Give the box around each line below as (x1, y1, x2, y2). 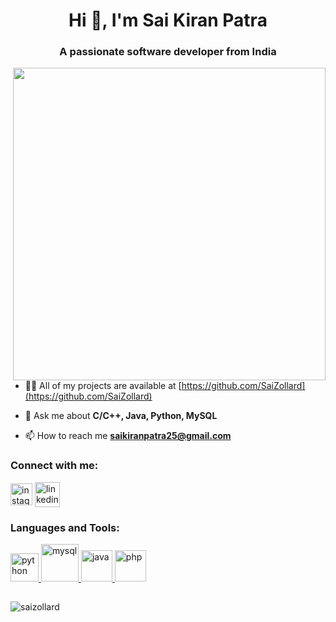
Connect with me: (10, 459, 99, 473)
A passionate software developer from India (59, 45, 277, 59)
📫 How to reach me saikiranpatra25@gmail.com (24, 430, 232, 442)
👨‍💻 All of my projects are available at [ (24, 380, 182, 392)
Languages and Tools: (10, 520, 120, 534)
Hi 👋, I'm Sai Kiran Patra (68, 9, 268, 32)
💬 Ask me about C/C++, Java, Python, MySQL (24, 410, 218, 422)
